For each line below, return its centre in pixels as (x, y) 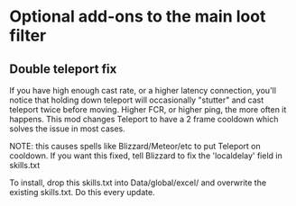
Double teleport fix (63, 69)
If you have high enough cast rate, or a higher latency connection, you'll (143, 90)
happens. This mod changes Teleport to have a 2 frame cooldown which (144, 119)
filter (28, 36)
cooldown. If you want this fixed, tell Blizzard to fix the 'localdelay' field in (146, 156)
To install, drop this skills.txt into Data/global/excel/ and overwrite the (138, 183)
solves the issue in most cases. (67, 129)
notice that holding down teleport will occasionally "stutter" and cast (137, 100)
